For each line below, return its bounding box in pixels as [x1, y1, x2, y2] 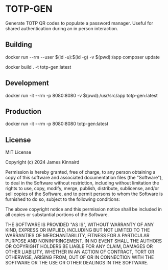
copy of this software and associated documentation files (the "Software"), [5, 175, 163, 181]
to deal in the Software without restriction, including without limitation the [5, 180, 159, 186]
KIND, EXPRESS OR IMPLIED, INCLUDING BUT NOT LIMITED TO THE [5, 227, 150, 233]
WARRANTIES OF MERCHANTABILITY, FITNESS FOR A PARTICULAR [5, 233, 150, 239]
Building [5, 40, 32, 49]
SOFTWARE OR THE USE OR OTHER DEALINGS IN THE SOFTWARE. [5, 260, 149, 266]
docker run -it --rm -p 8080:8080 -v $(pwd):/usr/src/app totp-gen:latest [5, 92, 158, 98]
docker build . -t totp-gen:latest [5, 64, 71, 70]
